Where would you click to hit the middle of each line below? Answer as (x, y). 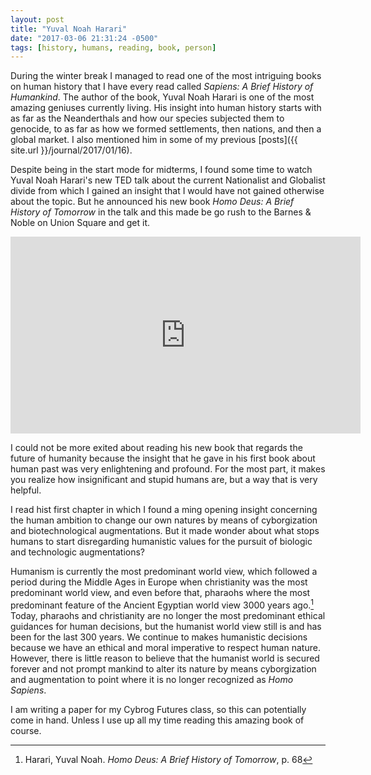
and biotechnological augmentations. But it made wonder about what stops (165, 531)
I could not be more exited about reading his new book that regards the (156, 448)
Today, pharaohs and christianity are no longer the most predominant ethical (168, 615)
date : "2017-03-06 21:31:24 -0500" (84, 38)
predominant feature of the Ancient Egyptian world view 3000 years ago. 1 (162, 604)
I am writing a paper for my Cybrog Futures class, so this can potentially (158, 709)
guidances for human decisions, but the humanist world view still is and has (166, 626)
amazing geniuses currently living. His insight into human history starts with (166, 108)
